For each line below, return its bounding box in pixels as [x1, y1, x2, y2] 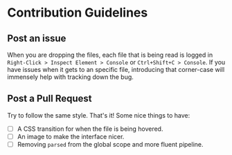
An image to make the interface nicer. [17, 132, 125, 140]
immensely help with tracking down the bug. [7, 73, 134, 81]
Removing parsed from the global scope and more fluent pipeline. [17, 140, 204, 148]
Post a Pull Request [7, 93, 92, 104]
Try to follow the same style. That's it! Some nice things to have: [7, 111, 190, 119]
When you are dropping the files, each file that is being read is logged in [7, 51, 213, 59]
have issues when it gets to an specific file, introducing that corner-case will [7, 66, 225, 73]
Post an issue [7, 33, 66, 44]
